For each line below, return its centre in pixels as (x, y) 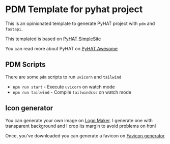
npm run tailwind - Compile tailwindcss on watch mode (72, 92)
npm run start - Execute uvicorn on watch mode (64, 87)
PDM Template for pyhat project (74, 9)
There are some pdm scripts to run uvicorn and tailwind (63, 77)
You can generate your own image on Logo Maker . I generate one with (79, 120)
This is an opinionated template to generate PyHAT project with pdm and (80, 23)
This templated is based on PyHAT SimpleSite (53, 39)
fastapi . (14, 28)
